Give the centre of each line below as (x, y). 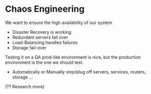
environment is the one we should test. (44, 62)
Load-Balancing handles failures (45, 42)
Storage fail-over (29, 47)
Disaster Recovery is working (42, 32)
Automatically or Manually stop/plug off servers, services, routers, (79, 71)
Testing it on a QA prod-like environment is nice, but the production (73, 57)
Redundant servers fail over (40, 37)
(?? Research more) (25, 86)
